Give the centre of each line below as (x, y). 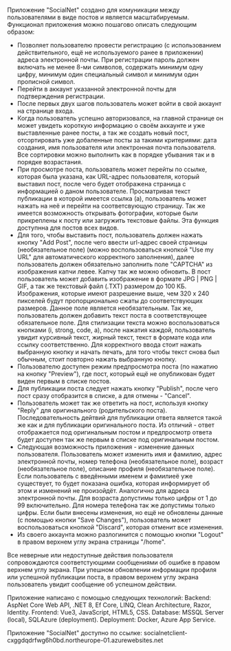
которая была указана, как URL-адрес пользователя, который (108, 177)
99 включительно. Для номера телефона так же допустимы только (116, 505)
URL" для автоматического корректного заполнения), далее (106, 257)
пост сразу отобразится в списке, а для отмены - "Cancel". (104, 396)
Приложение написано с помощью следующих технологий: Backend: (109, 598)
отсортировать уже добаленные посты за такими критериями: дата (117, 140)
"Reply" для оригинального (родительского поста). (92, 410)
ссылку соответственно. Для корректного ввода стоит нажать (109, 344)
